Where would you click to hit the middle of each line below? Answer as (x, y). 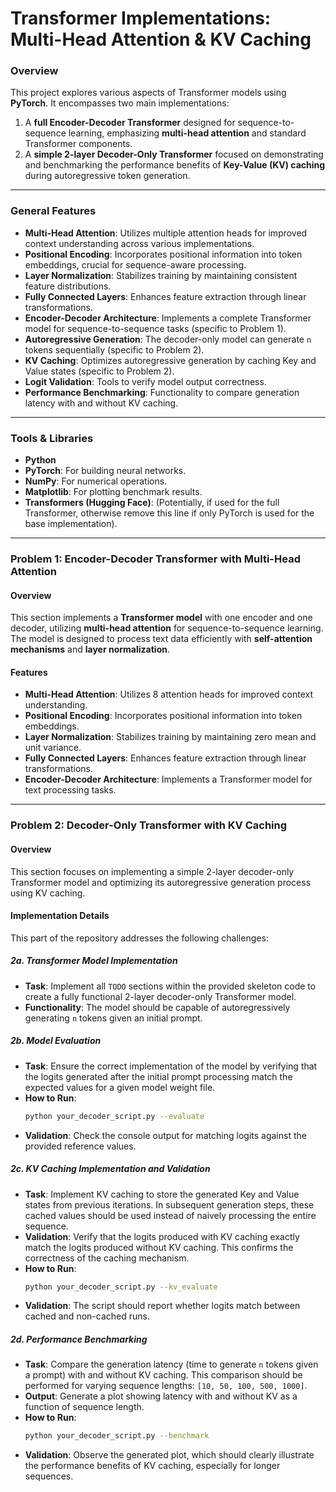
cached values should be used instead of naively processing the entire (170, 1215)
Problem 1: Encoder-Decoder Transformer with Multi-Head (155, 559)
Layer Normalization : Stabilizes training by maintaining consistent (161, 275)
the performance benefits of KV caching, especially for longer (152, 1466)
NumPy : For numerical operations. (96, 481)
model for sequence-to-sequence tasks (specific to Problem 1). (155, 328)
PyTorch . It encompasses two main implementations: (120, 103)
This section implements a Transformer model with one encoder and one (161, 618)
